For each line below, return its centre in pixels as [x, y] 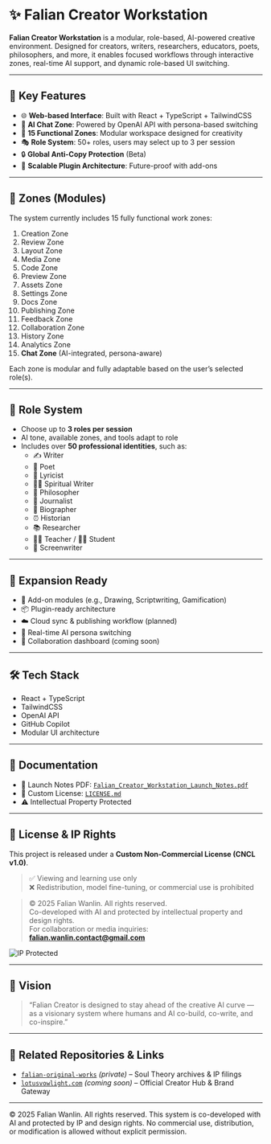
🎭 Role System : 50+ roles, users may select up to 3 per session [128, 141]
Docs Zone [39, 301]
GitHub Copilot [45, 724]
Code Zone [39, 268]
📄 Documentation [54, 765]
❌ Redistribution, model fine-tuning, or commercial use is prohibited [141, 887]
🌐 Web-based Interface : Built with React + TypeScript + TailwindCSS [136, 115]
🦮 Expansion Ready [58, 580]
